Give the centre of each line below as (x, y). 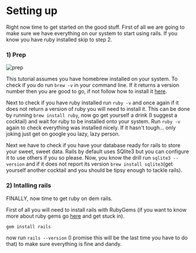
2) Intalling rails (29, 185)
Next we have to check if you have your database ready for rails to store (93, 146)
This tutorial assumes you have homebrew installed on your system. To (92, 79)
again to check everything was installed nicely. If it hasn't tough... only (91, 128)
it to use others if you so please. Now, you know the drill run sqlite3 (89, 158)
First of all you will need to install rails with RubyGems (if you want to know (96, 210)
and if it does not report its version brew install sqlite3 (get (99, 164)
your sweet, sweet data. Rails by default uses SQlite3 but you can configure (98, 151)
